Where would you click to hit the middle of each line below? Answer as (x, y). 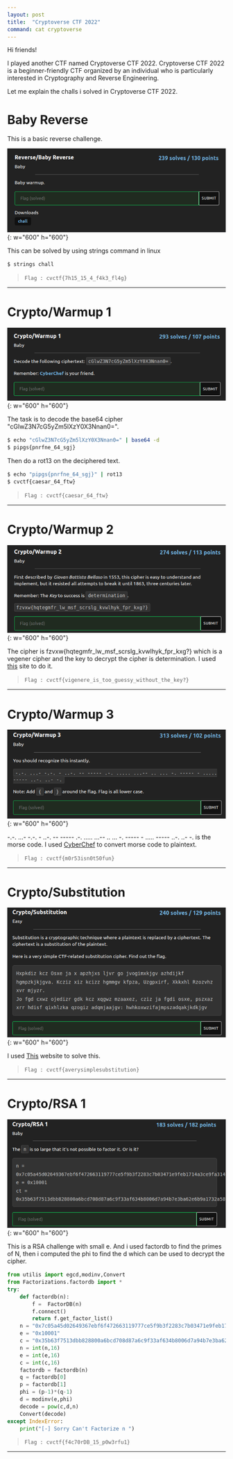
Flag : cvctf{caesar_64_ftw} (66, 495)
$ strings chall (31, 264)
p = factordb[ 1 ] (43, 1385)
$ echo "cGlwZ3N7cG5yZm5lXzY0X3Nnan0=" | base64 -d (83, 440)
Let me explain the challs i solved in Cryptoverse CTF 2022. (93, 92)
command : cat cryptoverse (44, 29)
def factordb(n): (45, 1297)
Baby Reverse (48, 120)
